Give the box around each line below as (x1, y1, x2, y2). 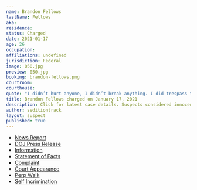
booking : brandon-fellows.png (6, 74, 80, 80)
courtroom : (6, 80, 33, 86)
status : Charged (6, 31, 46, 36)
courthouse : (6, 85, 35, 91)
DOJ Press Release (14, 141, 62, 148)
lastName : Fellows (6, 14, 51, 20)
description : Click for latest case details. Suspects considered (6, 101, 172, 108)
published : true (6, 118, 46, 124)
